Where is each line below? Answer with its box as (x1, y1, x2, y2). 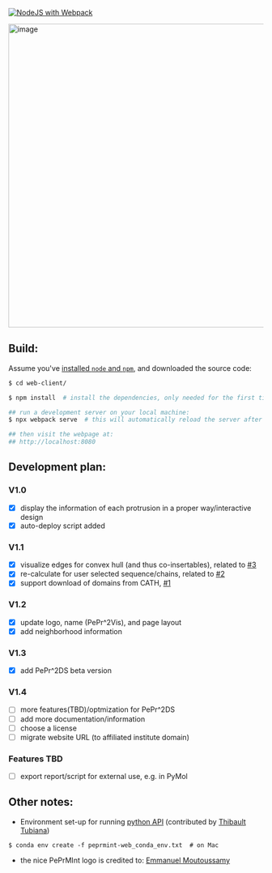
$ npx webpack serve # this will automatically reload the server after (8, 415, 263, 424)
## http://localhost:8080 (8, 438, 96, 446)
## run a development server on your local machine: (8, 408, 190, 416)
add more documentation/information (19, 713, 146, 724)
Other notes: (8, 795, 74, 809)
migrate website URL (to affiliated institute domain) (19, 732, 190, 742)
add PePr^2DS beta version (19, 666, 112, 675)
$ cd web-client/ (8, 379, 67, 387)
